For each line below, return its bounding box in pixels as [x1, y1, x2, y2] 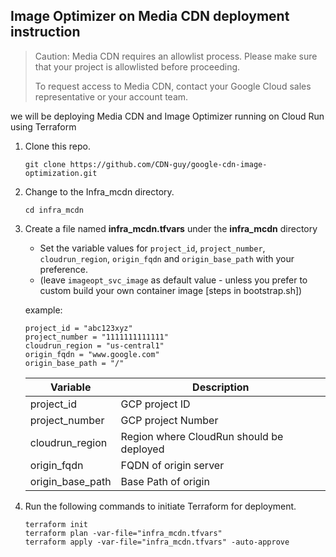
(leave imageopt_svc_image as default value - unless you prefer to [39, 274, 308, 286]
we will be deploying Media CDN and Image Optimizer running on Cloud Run [10, 110, 325, 122]
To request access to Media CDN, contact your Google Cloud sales [34, 80, 312, 92]
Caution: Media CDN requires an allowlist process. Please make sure [34, 50, 318, 62]
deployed [120, 442, 165, 456]
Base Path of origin [120, 474, 210, 488]
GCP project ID [120, 397, 191, 411]
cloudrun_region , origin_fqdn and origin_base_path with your [39, 252, 295, 264]
